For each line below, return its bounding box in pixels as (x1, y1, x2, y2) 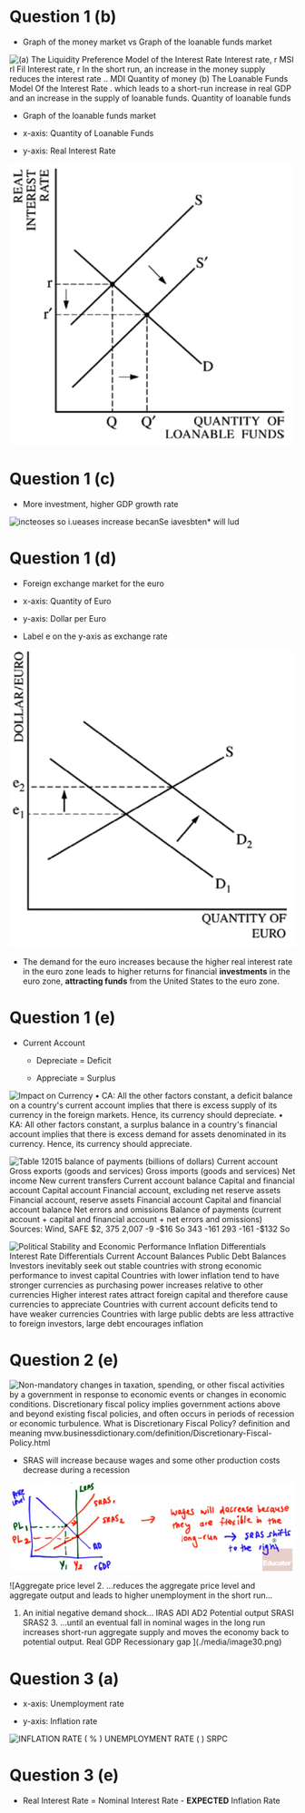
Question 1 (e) (9, 1007, 116, 1027)
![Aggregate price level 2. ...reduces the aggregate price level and (9, 1581, 256, 1592)
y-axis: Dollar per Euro (22, 612, 107, 623)
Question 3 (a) (9, 1668, 120, 1689)
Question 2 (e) (9, 1349, 120, 1370)
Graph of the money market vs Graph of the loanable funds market (22, 36, 272, 47)
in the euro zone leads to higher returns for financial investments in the (22, 965, 290, 976)
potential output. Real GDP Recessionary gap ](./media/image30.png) (22, 1636, 282, 1648)
